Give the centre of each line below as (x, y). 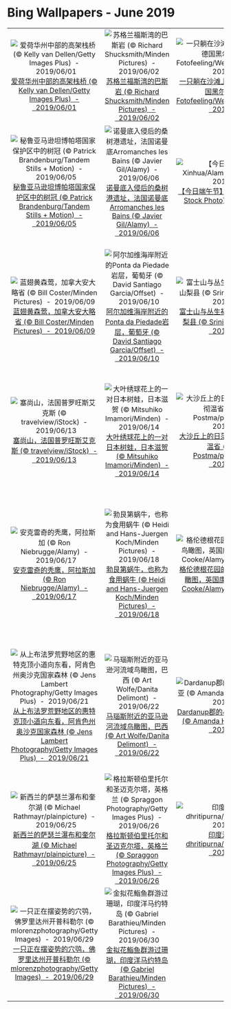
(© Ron (54, 579)
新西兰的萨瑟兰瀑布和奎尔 (54, 834)
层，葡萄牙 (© (137, 332)
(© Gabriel (137, 969)
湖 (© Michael (54, 845)
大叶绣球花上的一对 (137, 436)
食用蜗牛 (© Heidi (137, 579)
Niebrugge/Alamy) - (54, 588)
